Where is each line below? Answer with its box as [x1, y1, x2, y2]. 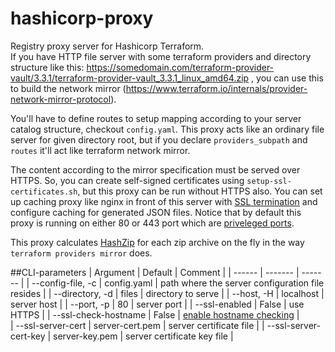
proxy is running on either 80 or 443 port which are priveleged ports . [10, 217, 295, 229]
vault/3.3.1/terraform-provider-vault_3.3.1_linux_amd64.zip [10, 72, 250, 84]
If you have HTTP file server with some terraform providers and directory [10, 50, 312, 62]
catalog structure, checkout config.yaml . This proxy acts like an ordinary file [10, 123, 325, 135]
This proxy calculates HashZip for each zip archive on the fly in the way [10, 236, 305, 248]
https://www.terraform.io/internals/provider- [125, 82, 308, 94]
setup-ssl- [246, 176, 292, 186]
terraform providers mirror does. [10, 247, 153, 259]
